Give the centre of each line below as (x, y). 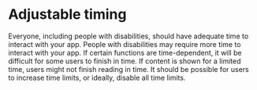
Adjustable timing (67, 14)
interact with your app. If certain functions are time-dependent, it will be (125, 52)
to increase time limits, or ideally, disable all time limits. (97, 77)
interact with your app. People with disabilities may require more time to (125, 44)
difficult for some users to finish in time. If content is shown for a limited (125, 61)
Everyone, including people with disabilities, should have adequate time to (128, 36)
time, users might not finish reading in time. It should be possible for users (129, 69)
